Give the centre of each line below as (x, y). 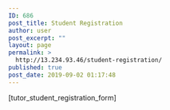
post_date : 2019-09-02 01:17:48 (62, 75)
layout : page (30, 45)
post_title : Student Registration (66, 23)
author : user (30, 30)
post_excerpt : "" (37, 38)
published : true (35, 68)
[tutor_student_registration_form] (63, 97)
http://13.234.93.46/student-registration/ (89, 61)
